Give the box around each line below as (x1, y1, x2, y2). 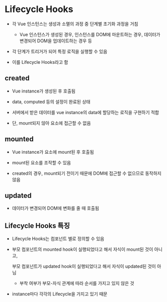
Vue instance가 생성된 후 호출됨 (12, 88, 76, 94)
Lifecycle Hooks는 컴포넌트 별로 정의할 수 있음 (12, 236, 105, 242)
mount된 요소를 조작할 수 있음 (12, 159, 71, 165)
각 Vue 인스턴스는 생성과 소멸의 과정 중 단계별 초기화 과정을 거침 (12, 21, 139, 27)
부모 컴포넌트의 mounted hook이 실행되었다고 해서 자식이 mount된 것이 (12, 246, 153, 252)
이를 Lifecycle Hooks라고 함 (12, 59, 68, 65)
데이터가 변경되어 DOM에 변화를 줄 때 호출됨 (12, 205, 99, 212)
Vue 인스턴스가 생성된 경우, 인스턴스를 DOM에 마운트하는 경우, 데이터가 (19, 31, 160, 37)
